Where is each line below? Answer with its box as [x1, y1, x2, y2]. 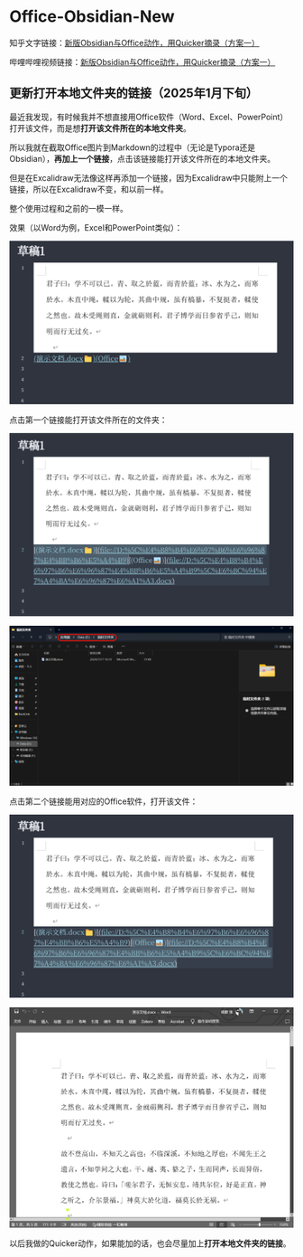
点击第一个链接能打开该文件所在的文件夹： [9, 414, 168, 426]
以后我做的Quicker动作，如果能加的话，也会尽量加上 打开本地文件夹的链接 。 [9, 1237, 291, 1249]
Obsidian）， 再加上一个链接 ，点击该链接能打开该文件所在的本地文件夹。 [9, 153, 276, 164]
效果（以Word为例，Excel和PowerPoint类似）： [9, 222, 183, 232]
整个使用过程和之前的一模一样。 [9, 203, 128, 213]
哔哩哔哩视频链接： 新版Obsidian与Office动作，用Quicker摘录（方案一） [9, 56, 276, 67]
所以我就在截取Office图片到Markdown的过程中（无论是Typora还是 [9, 142, 256, 153]
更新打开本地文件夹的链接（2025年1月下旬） [9, 86, 259, 101]
